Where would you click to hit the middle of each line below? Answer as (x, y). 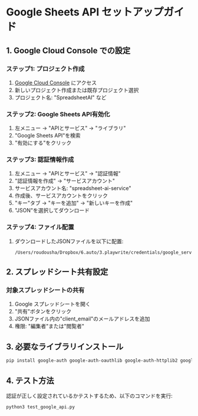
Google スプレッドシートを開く (53, 304)
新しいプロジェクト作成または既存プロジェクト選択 (77, 90)
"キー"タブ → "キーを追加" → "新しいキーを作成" (74, 203)
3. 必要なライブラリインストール (65, 347)
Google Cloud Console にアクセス (56, 83)
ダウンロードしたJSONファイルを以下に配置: (69, 241)
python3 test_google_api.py (41, 407)
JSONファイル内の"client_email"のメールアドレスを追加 (82, 319)
